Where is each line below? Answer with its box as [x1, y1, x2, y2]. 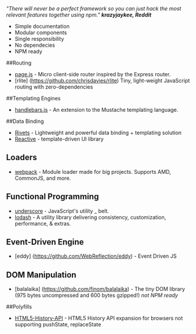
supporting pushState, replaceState [14, 321, 102, 328]
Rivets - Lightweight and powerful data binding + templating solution [14, 129, 182, 136]
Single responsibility [14, 35, 64, 42]
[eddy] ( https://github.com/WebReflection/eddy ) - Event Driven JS [14, 252, 177, 260]
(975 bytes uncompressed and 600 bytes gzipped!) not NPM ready [14, 292, 178, 299]
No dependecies [14, 41, 55, 48]
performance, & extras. [14, 220, 71, 227]
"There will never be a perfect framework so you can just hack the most [6, 5, 182, 12]
